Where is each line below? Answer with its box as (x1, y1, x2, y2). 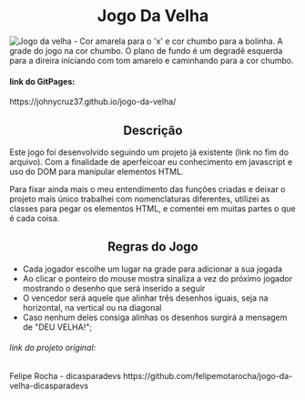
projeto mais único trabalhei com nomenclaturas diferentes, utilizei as (9, 193, 270, 204)
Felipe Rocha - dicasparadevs (9, 370, 121, 381)
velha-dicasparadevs (9, 380, 89, 391)
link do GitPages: (9, 76, 76, 87)
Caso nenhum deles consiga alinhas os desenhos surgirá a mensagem (22, 312, 288, 323)
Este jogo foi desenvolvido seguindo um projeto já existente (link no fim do (9, 147, 290, 158)
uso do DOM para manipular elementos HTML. (9, 166, 184, 177)
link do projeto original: (9, 343, 97, 354)
